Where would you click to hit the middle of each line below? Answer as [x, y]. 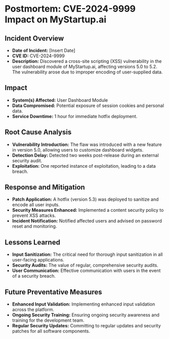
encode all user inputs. [36, 205]
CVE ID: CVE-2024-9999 [38, 56]
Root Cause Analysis [38, 132]
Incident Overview [34, 38]
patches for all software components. [51, 331]
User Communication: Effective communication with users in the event [86, 271]
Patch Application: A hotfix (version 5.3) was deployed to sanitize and [85, 199]
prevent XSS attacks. [34, 215]
